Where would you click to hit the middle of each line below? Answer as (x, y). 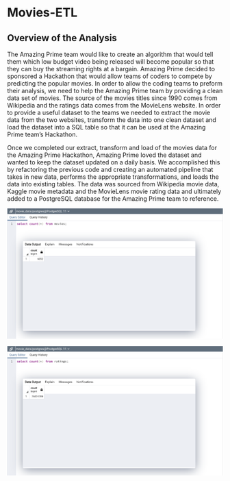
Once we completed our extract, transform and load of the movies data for (112, 148)
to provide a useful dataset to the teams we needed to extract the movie (109, 112)
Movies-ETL (42, 13)
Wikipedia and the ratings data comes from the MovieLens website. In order (114, 105)
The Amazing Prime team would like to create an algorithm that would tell (110, 54)
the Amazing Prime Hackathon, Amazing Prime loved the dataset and (104, 155)
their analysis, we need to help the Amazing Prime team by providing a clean (115, 91)
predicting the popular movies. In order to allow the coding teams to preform (115, 83)
